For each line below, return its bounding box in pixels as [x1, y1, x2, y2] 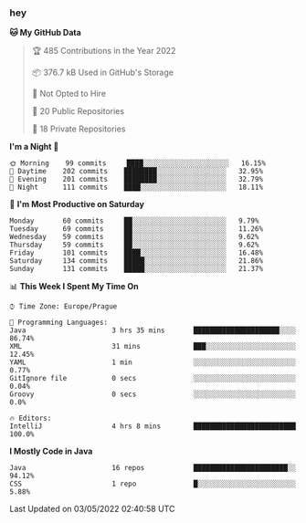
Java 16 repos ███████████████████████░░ [9, 464, 297, 473]
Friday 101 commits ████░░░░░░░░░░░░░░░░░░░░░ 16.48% [9, 248, 263, 257]
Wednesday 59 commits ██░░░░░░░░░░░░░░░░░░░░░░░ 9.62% [9, 233, 259, 242]
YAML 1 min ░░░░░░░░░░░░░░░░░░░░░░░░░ [9, 358, 297, 367]
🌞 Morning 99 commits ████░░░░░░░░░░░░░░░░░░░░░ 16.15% [9, 159, 267, 168]
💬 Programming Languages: [9, 318, 108, 328]
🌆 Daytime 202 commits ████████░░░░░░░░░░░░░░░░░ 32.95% [9, 167, 263, 176]
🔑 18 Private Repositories [31, 123, 126, 134]
